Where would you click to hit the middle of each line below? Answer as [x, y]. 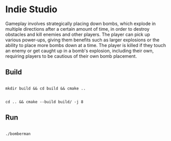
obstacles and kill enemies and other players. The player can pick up [78, 34]
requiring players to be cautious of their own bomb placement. [71, 56]
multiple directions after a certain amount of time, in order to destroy [78, 29]
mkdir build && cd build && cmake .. [46, 88]
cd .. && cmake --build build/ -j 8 [44, 102]
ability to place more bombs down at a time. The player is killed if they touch [86, 45]
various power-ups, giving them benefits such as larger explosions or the [82, 40]
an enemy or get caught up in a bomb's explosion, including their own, [80, 51]
